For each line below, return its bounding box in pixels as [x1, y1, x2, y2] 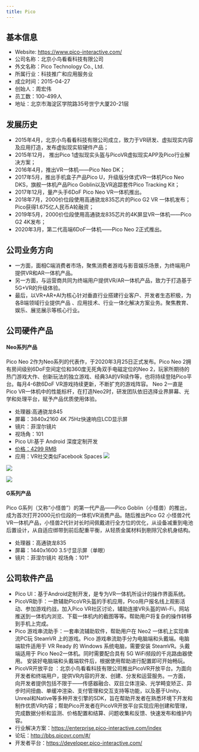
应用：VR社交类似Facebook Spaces [14, 453, 103, 460]
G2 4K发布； [14, 218, 46, 225]
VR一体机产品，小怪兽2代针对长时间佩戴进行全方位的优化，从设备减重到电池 [6, 519, 194, 526]
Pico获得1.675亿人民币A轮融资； [14, 203, 94, 211]
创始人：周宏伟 [14, 85, 52, 92]
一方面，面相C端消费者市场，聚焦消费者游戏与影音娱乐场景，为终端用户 [14, 262, 191, 269]
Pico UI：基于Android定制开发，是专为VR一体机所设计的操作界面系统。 [14, 590, 189, 597]
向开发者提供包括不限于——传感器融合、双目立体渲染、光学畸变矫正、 [14, 679, 187, 686]
